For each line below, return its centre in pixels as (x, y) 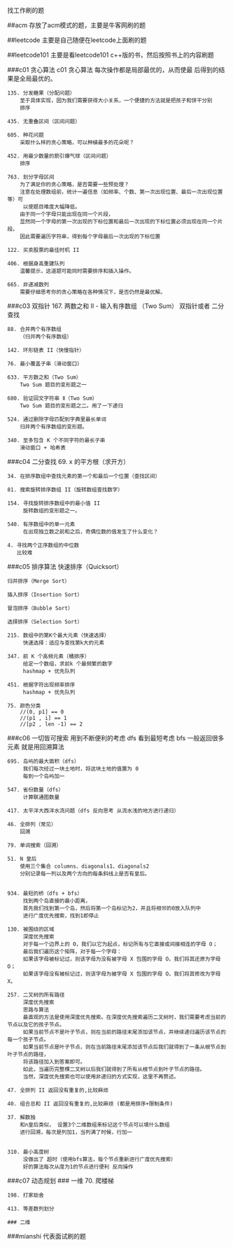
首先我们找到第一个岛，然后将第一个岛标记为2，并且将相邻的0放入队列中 (112, 908)
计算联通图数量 (41, 797)
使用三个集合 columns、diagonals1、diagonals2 (85, 866)
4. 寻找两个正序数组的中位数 (43, 545)
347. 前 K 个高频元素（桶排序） (49, 656)
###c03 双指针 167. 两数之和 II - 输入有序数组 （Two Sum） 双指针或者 (109, 306)
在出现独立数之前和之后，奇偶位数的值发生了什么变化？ (91, 532)
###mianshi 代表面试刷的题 (47, 1236)
